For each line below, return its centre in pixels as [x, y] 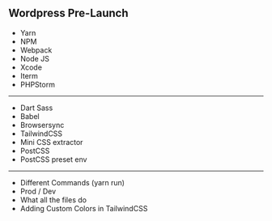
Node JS [35, 58]
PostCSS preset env [53, 159]
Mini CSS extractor [51, 142]
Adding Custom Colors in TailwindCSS [84, 208]
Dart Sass [36, 108]
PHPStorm [37, 84]
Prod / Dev [38, 191]
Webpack [36, 50]
